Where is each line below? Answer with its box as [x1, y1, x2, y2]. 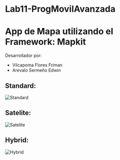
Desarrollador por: [5, 53, 42, 58]
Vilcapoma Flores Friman [12, 62, 63, 68]
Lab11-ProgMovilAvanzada [5, 3, 116, 15]
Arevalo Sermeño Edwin [12, 67, 61, 73]
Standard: [5, 81, 36, 90]
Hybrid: [5, 136, 29, 144]
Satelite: [5, 109, 31, 117]
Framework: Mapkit [5, 36, 86, 48]
